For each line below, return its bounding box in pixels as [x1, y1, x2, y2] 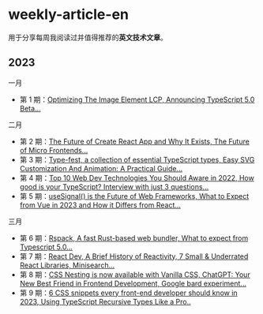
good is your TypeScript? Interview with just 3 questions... [19, 181, 209, 191]
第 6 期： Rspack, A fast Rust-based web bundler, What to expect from [19, 233, 249, 242]
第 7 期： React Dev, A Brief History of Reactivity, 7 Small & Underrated [19, 251, 249, 261]
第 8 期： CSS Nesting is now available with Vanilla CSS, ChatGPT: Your [19, 270, 250, 279]
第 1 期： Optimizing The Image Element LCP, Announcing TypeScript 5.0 [19, 95, 255, 104]
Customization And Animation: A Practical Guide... [19, 163, 183, 173]
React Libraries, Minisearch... [19, 260, 115, 270]
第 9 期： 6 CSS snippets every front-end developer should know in [19, 288, 239, 297]
